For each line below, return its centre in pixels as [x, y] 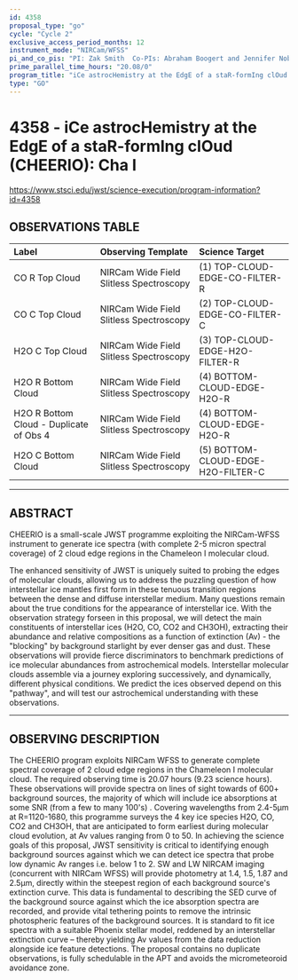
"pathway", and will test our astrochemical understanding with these [134, 693]
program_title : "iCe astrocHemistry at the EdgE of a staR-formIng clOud [149, 75]
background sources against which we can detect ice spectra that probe [142, 854]
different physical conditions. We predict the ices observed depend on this [145, 684]
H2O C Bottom [44, 455]
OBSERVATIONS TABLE [74, 227]
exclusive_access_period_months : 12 [77, 42]
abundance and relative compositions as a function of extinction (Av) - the [145, 636]
